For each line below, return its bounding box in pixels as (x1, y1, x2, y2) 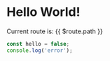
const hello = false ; (6, 40, 70, 47)
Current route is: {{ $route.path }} (6, 27, 103, 35)
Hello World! (6, 4, 81, 20)
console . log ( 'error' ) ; (6, 46, 73, 54)
